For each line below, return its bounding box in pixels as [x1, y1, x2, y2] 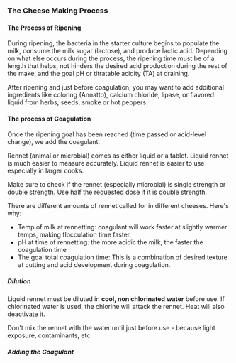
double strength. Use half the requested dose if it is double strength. [7, 188, 208, 197]
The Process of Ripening [7, 23, 82, 32]
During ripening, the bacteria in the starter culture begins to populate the [7, 39, 220, 48]
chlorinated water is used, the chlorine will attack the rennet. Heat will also [7, 303, 225, 311]
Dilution [7, 276, 31, 286]
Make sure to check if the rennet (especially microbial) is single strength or [7, 180, 226, 189]
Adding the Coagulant [7, 347, 74, 356]
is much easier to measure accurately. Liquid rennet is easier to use [7, 159, 205, 168]
